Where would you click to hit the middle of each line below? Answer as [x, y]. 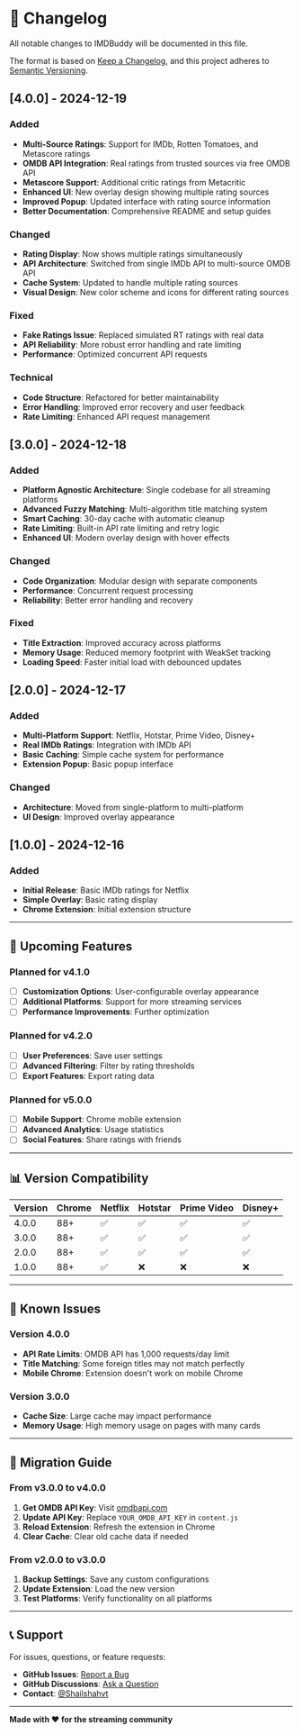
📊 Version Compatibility [79, 1178]
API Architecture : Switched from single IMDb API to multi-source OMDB [156, 263]
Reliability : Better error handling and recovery [107, 600]
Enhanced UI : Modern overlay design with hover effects [126, 538]
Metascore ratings [56, 153]
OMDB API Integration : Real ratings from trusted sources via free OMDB [156, 163]
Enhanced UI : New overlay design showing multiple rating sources [146, 192]
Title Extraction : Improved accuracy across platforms [122, 642]
